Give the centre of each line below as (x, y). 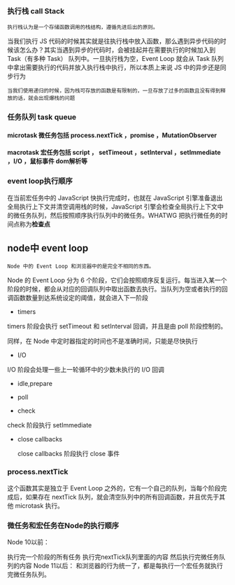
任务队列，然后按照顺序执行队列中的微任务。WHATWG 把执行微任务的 (120, 215)
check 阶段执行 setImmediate (50, 425)
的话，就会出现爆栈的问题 (44, 98)
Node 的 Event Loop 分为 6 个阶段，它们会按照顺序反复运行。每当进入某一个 (117, 280)
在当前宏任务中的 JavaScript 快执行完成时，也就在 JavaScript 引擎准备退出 (115, 198)
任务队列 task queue (42, 117)
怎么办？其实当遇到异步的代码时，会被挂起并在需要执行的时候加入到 (117, 50)
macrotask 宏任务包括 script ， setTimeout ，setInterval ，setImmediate (114, 153)
